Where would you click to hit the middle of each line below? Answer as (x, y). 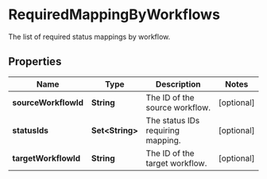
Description (178, 84)
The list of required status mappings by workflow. (89, 37)
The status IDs (173, 120)
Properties (35, 62)
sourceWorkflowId (48, 103)
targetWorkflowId (46, 158)
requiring (163, 130)
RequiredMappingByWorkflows (114, 15)
